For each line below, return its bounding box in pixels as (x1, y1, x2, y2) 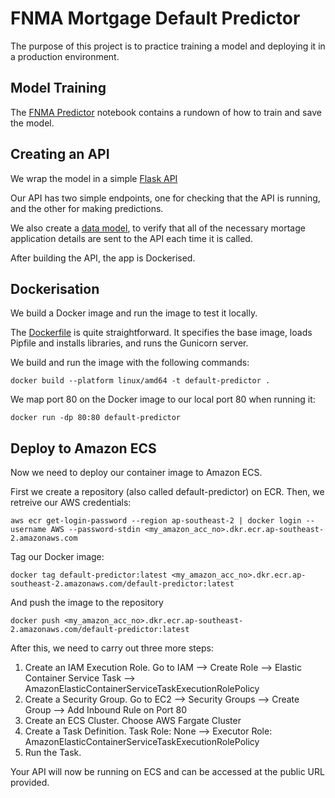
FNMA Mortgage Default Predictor (10, 7, 301, 30)
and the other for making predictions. (10, 202, 164, 214)
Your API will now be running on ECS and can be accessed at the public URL (10, 766, 325, 778)
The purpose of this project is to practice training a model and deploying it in (10, 40, 326, 52)
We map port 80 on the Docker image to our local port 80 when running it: (10, 393, 316, 406)
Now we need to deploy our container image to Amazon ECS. (10, 467, 263, 479)
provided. (10, 777, 50, 789)
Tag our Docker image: (10, 551, 105, 563)
